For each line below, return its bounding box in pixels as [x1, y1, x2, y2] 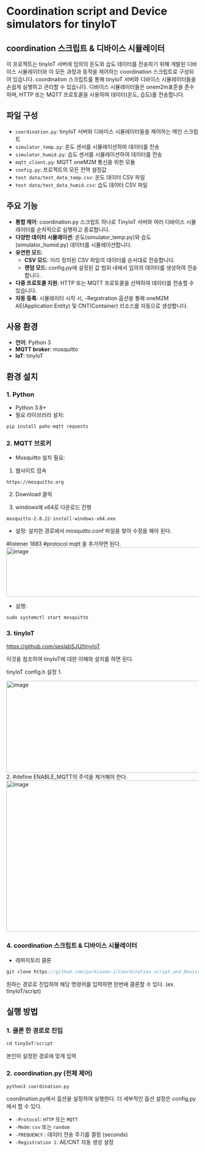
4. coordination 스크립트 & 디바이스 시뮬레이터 [6, 941, 137, 950]
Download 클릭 [15, 491, 52, 498]
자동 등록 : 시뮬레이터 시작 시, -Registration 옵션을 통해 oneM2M [15, 294, 169, 301]
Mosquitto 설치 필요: [15, 454, 65, 461]
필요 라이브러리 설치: [15, 411, 65, 419]
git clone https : [6, 968, 51, 974]
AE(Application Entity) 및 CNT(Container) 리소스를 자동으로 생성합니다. [15, 302, 189, 309]
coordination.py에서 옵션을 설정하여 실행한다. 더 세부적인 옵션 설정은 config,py [6, 1095, 196, 1103]
